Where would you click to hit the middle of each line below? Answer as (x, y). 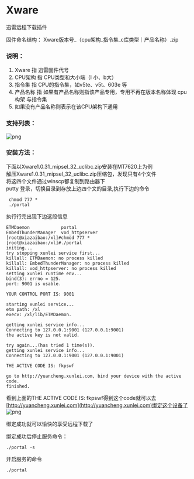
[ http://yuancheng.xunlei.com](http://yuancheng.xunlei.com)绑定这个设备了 (97, 405)
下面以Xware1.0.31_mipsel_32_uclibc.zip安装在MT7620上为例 (79, 166)
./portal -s (20, 447)
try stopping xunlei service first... (53, 253)
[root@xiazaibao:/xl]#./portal (44, 243)
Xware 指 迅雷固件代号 (41, 70)
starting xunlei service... (40, 304)
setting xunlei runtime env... (44, 273)
